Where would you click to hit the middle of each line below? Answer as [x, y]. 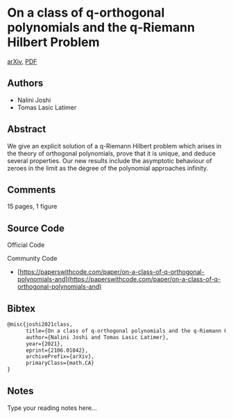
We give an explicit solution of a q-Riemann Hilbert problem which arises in [114, 146]
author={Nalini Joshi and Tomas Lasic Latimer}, [97, 337]
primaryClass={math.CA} [60, 363]
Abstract [27, 129]
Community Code [32, 259]
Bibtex [21, 308]
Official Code [26, 245]
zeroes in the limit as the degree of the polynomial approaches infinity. [108, 168]
